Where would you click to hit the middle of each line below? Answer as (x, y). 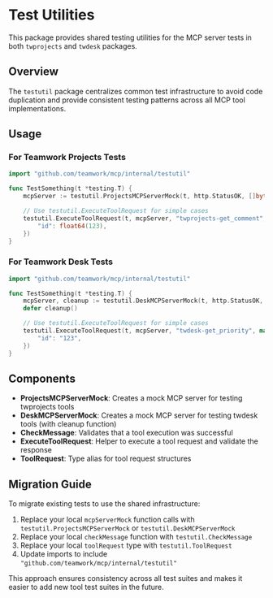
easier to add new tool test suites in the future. (86, 587)
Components (42, 379)
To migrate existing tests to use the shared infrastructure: (104, 504)
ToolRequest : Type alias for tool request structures (106, 459)
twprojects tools (47, 407)
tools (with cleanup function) (68, 424)
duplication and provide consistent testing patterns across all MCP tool (127, 100)
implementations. (37, 108)
